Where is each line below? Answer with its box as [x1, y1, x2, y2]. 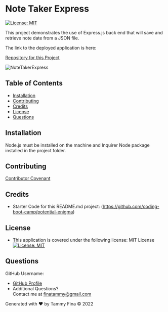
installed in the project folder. [5, 147, 66, 153]
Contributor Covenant [5, 175, 51, 182]
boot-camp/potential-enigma [12, 209, 73, 215]
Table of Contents [5, 79, 63, 87]
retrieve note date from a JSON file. [5, 35, 79, 41]
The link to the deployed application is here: [5, 44, 97, 51]
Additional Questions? [12, 285, 59, 291]
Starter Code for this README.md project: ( [12, 203, 103, 210]
